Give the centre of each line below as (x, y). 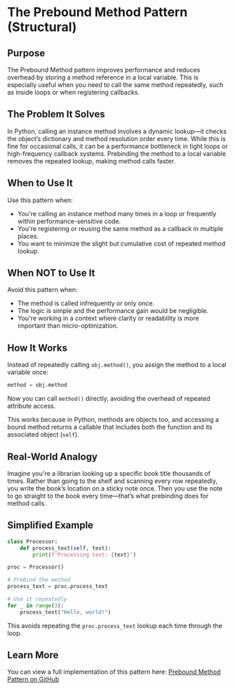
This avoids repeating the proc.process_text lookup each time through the (115, 625)
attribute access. (32, 406)
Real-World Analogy (53, 457)
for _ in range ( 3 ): (36, 605)
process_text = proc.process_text (58, 587)
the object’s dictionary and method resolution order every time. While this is (116, 138)
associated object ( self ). (43, 434)
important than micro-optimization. (68, 326)
